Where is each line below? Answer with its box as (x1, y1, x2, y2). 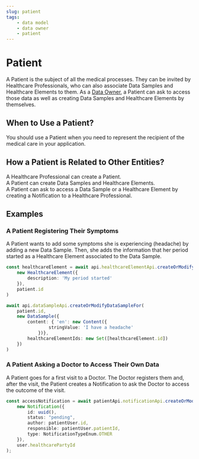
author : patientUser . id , (27, 420, 89, 426)
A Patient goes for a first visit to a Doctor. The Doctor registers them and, (6, 374, 185, 381)
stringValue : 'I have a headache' (48, 325, 134, 330)
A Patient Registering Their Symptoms (6, 227, 119, 235)
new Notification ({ (17, 403, 65, 409)
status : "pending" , (27, 415, 76, 421)
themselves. (6, 101, 36, 108)
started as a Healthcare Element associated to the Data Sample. (6, 253, 162, 260)
